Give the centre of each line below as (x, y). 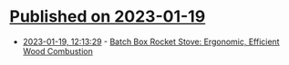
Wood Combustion (57, 51)
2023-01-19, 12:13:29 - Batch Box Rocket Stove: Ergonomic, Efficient (151, 42)
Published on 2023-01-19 (108, 17)
